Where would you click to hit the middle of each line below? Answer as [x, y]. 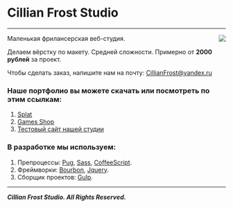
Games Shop [36, 122]
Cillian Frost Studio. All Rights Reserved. [67, 197]
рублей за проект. [34, 59]
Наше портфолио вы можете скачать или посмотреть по [109, 90]
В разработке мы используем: [62, 147]
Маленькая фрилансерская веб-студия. [66, 38]
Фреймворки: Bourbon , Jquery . [63, 170]
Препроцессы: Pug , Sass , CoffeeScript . [75, 162]
